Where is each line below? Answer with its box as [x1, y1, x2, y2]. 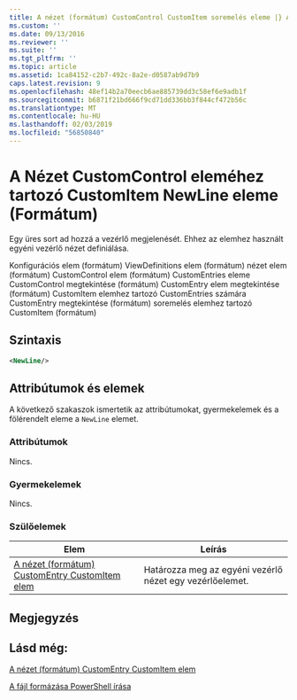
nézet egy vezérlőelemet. [143, 575, 249, 587]
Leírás [200, 543, 227, 556]
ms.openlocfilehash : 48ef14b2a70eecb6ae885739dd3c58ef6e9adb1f [9, 87, 247, 96]
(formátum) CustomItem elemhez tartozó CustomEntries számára [9, 288, 247, 299]
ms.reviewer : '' [9, 37, 69, 47]
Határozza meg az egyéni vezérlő [143, 564, 283, 576]
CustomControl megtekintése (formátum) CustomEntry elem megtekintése [9, 278, 280, 289]
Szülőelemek [9, 520, 66, 533]
